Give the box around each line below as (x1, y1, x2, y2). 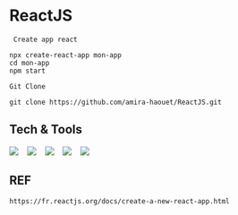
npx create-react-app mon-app (9, 50, 123, 59)
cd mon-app (9, 58, 50, 67)
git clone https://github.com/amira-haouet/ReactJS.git (9, 98, 222, 107)
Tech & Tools (9, 122, 82, 137)
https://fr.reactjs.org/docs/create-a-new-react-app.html (9, 196, 230, 206)
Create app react (13, 35, 78, 44)
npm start (9, 66, 47, 75)
